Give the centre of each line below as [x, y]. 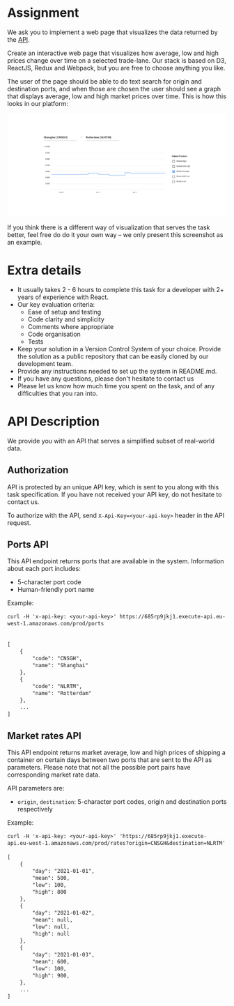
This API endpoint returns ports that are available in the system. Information [116, 561]
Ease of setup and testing [64, 312]
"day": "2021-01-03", [64, 955]
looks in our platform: [38, 103]
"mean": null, [53, 920]
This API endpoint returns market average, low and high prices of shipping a [117, 753]
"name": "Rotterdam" [62, 694]
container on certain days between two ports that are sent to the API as [110, 760]
